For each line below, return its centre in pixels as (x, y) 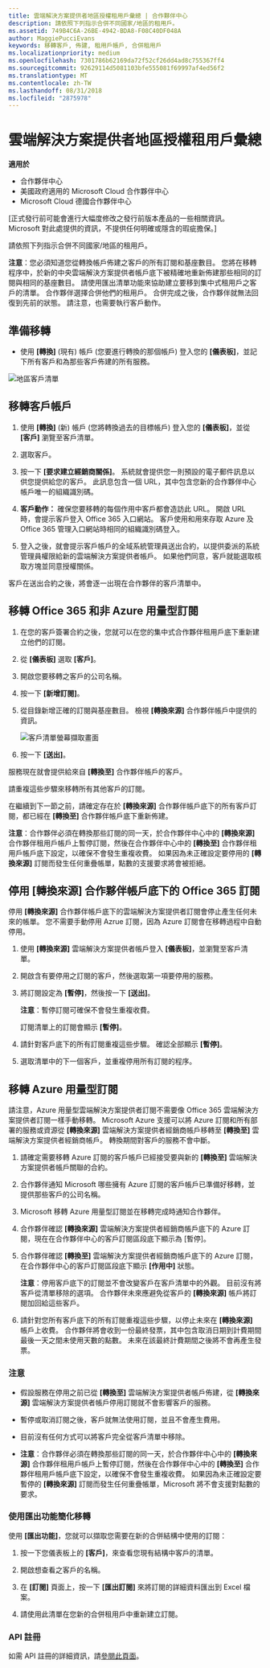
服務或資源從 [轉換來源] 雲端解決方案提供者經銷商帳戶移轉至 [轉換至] (136, 1130)
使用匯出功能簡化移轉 (49, 1517)
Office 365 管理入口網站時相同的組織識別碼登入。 (102, 528)
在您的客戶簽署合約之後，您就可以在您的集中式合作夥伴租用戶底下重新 (136, 631)
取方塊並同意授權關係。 (59, 566)
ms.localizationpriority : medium (64, 53)
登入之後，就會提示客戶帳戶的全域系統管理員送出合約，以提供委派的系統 (139, 546)
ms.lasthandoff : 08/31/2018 (55, 90)
